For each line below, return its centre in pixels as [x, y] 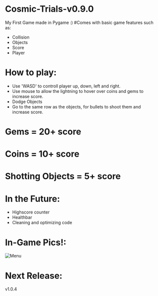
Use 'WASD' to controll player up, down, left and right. [66, 86]
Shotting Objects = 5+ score [63, 176]
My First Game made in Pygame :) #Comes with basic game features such [79, 22]
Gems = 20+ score [43, 132]
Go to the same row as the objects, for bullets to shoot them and [76, 106]
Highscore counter [31, 212]
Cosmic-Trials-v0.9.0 [49, 9]
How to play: [31, 73]
